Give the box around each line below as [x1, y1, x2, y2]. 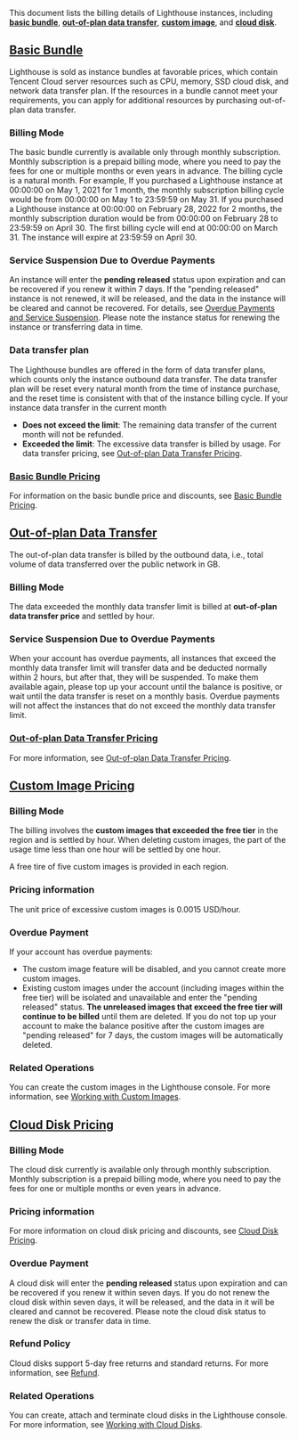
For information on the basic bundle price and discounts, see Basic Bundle [9, 490, 282, 501]
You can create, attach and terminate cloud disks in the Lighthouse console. [9, 1410, 287, 1420]
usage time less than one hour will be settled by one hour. [9, 844, 221, 854]
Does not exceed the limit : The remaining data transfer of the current [21, 419, 278, 430]
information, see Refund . [9, 1367, 101, 1378]
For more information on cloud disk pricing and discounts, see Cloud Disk [9, 1225, 278, 1237]
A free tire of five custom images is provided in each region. [9, 862, 230, 872]
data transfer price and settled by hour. [9, 610, 156, 622]
